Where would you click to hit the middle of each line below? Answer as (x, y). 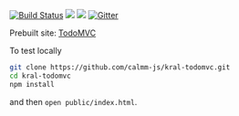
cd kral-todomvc (40, 76)
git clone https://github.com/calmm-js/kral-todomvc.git (120, 68)
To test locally (36, 51)
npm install (32, 84)
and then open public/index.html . (73, 101)
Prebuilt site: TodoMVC (53, 33)
